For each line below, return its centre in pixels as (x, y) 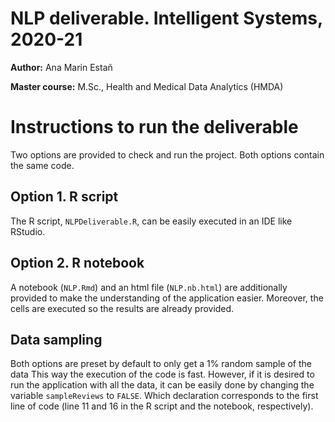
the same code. (42, 165)
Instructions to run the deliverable (154, 127)
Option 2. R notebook (77, 263)
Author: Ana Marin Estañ (61, 67)
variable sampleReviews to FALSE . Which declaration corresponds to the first (164, 396)
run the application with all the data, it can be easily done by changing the (162, 385)
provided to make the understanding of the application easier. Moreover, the (167, 298)
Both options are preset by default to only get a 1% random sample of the (161, 364)
